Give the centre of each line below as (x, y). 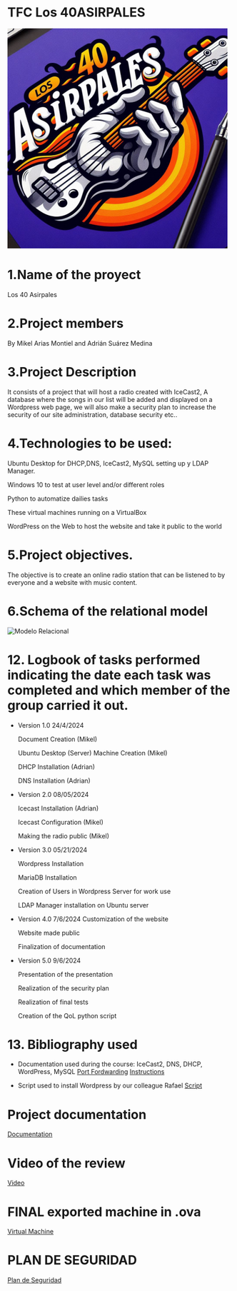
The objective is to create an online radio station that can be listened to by (116, 575)
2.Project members (65, 324)
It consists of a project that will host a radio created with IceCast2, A (108, 392)
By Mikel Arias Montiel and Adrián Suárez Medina (80, 343)
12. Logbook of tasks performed (104, 659)
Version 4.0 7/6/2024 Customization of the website (93, 919)
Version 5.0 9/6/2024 (49, 960)
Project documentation (77, 1114)
